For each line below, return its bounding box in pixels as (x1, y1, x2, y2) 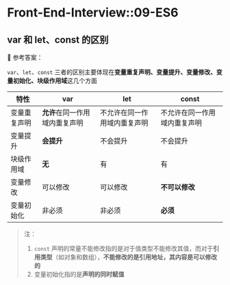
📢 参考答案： (7, 54, 43, 61)
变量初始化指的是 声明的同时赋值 (34, 270, 125, 278)
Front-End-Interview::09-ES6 (7, 5, 179, 21)
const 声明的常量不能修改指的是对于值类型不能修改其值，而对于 (34, 244, 214, 252)
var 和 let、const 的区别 (7, 34, 109, 45)
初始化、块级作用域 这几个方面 (12, 77, 97, 84)
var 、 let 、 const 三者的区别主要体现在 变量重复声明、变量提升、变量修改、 (7, 68, 217, 76)
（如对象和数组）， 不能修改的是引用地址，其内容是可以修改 (52, 253, 218, 261)
